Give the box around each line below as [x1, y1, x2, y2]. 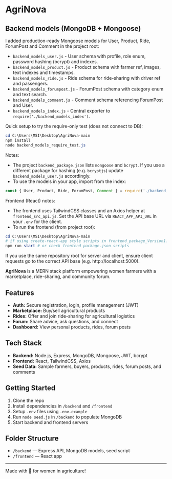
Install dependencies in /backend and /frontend [12, 402, 113, 409]
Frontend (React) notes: [5, 197, 55, 204]
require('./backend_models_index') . [12, 113, 91, 119]
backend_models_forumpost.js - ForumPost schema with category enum [12, 86, 164, 92]
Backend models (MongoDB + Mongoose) [5, 24, 141, 33]
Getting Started [5, 384, 56, 393]
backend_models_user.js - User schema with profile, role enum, [12, 53, 146, 59]
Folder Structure [5, 434, 59, 443]
